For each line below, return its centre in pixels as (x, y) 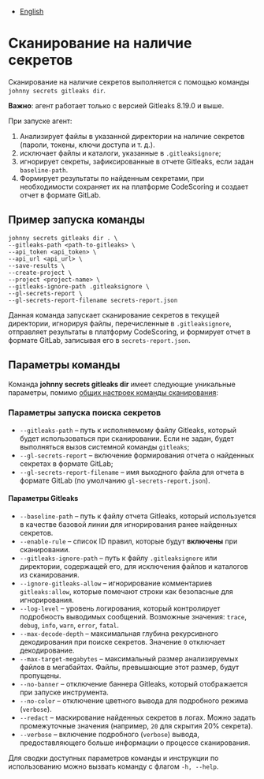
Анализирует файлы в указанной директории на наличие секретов (132, 136)
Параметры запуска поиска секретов (85, 412)
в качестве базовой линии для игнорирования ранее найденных (128, 525)
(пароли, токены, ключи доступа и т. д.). (87, 145)
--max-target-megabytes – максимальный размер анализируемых (129, 659)
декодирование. (47, 650)
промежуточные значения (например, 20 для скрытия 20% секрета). (136, 726)
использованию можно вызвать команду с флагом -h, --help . (113, 766)
